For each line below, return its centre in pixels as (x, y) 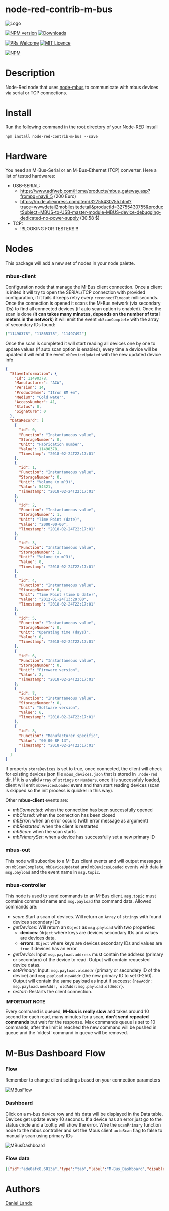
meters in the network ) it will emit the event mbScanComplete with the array (82, 319)
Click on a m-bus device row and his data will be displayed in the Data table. (84, 1114)
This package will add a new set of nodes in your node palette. (70, 263)
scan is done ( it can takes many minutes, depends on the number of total (82, 314)
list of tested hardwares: (30, 176)
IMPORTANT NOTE (25, 1001)
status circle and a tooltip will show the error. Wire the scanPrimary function (83, 1125)
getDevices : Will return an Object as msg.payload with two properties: (84, 927)
